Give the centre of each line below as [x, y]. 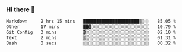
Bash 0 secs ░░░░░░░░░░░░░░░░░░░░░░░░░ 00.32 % [91, 43]
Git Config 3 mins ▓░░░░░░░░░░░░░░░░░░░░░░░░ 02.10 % [91, 32]
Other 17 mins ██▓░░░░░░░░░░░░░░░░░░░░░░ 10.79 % [91, 27]
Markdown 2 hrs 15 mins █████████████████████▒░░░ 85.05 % [91, 22]
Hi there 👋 [21, 9]
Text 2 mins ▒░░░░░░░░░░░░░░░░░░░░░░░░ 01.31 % [91, 37]
